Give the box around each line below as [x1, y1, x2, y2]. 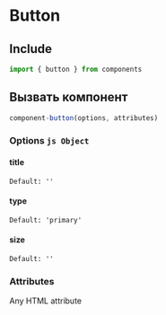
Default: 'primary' [9, 215, 83, 224]
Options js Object [9, 135, 90, 147]
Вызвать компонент [9, 90, 128, 105]
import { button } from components [9, 65, 143, 74]
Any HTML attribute [9, 295, 83, 306]
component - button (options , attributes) [9, 113, 159, 122]
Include [9, 41, 52, 57]
